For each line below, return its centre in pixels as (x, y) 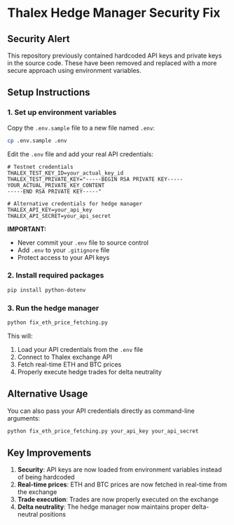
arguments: (24, 418)
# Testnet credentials (40, 167)
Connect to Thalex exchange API (65, 357)
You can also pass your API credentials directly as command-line (101, 411)
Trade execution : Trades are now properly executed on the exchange (118, 500)
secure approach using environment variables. (74, 70)
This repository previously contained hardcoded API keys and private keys (115, 55)
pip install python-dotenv (47, 290)
